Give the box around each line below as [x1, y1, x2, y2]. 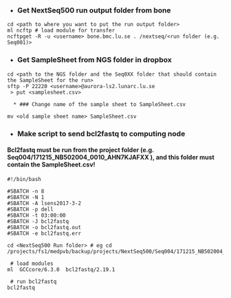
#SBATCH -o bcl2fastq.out [7, 224, 81, 231]
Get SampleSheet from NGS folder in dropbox [16, 55, 172, 65]
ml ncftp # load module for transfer [7, 27, 115, 34]
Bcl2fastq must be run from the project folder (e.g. [7, 146, 155, 154]
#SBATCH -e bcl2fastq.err [7, 230, 81, 237]
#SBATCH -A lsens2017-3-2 [7, 200, 81, 206]
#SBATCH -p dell [7, 206, 54, 213]
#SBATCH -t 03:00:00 [7, 212, 67, 219]
